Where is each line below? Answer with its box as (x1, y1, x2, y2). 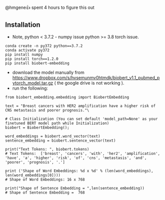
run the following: (12, 85, 48, 91)
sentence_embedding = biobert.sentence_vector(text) (5, 138, 116, 143)
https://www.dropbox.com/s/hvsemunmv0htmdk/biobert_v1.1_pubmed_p (12, 74, 160, 81)
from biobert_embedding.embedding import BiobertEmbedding (5, 95, 129, 100)
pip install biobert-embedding (5, 60, 70, 66)
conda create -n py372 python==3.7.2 (5, 43, 83, 49)
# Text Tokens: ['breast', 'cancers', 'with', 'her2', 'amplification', (5, 151, 161, 156)
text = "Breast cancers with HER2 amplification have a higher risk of (5, 103, 156, 108)
